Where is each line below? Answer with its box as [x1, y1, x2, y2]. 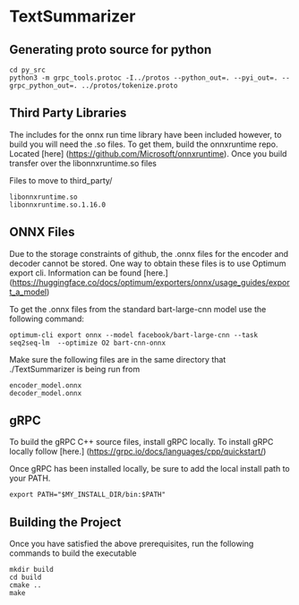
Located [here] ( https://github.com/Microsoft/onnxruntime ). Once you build [9, 148, 287, 158]
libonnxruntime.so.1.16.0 [9, 200, 106, 209]
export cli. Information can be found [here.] [9, 267, 168, 278]
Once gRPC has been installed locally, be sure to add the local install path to [9, 464, 290, 474]
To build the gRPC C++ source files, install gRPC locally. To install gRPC [9, 437, 274, 447]
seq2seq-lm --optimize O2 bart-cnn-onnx [9, 338, 167, 347]
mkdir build [9, 566, 54, 575]
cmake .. [9, 581, 42, 590]
